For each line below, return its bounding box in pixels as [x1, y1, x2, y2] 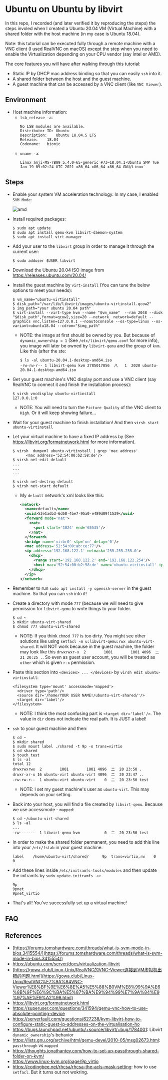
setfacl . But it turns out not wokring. [12, 1069, 88, 1075]
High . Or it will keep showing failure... [19, 410, 96, 416]
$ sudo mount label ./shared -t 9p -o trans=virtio [12, 744, 122, 749]
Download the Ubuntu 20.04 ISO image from [12, 267, 104, 273]
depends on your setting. [19, 792, 72, 798]
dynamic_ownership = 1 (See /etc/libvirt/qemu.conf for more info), [19, 337, 159, 343]
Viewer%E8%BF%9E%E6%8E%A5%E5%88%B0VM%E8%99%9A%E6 [12, 984, 160, 990]
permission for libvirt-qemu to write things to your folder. [12, 606, 131, 612]
